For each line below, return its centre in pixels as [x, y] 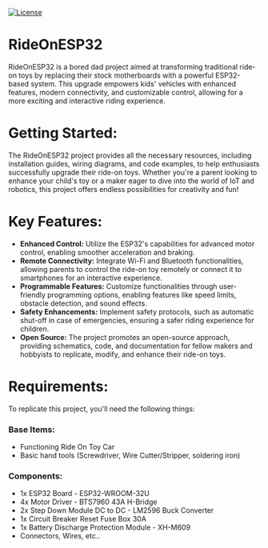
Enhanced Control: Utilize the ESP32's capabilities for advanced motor [137, 243]
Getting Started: [63, 133]
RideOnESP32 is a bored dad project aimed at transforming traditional [123, 66]
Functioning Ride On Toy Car [67, 447]
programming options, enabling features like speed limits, [142, 294]
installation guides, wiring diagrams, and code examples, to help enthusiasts [134, 163]
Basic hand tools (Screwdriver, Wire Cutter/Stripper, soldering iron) [130, 455]
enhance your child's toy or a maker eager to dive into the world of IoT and [131, 181]
